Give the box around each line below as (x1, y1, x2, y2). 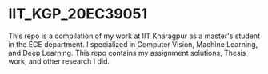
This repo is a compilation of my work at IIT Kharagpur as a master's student (8, 31, 261, 41)
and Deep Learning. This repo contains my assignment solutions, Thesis (8, 48, 246, 57)
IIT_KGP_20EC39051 (8, 5, 148, 23)
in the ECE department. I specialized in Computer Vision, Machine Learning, (8, 39, 258, 49)
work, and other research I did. (8, 56, 110, 66)
